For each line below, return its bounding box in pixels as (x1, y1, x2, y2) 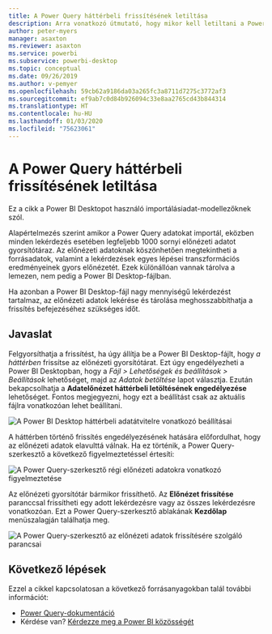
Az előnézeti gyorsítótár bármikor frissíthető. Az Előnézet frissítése (8, 489, 234, 499)
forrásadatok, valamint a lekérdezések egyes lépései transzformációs (8, 253, 240, 263)
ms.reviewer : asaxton (8, 42, 82, 50)
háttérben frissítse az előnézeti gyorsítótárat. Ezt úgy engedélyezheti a (8, 357, 244, 367)
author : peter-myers (8, 27, 79, 35)
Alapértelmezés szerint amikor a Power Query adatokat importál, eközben (8, 228, 254, 237)
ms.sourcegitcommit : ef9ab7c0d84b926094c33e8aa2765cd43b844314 (8, 95, 227, 103)
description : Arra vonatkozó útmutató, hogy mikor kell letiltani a (8, 19, 244, 28)
